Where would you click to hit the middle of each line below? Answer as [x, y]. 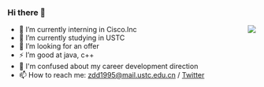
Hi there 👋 [27, 13]
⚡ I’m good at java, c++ [56, 55]
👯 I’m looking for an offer [59, 46]
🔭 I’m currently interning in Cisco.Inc [78, 30]
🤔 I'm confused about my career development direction [108, 67]
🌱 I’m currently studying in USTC [72, 38]
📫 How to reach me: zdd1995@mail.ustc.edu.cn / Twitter [112, 75]
